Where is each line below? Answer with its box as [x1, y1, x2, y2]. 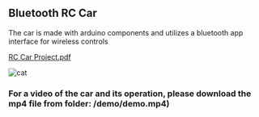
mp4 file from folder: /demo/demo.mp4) [8, 98, 170, 109]
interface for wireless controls [8, 36, 108, 46]
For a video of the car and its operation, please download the [8, 88, 252, 99]
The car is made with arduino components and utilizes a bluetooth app [8, 27, 244, 37]
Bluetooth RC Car [8, 6, 97, 20]
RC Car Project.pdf [8, 52, 71, 61]
